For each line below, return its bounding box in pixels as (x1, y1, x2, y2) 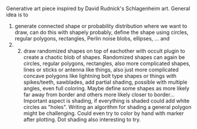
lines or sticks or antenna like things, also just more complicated (23, 66, 179, 73)
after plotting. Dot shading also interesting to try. (23, 116, 141, 123)
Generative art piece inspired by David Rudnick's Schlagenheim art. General (6, 5, 191, 12)
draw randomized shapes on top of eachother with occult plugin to (23, 47, 185, 55)
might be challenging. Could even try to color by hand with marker (23, 110, 184, 117)
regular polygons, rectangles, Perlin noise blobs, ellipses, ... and (14, 35, 170, 42)
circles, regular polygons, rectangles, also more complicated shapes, (23, 60, 191, 67)
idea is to (6, 11, 28, 18)
